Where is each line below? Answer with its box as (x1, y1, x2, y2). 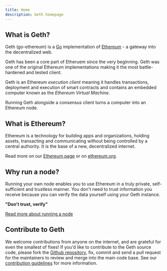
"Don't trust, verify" (5, 201, 48, 207)
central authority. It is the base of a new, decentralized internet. (5, 143, 136, 149)
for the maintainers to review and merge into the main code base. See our (5, 254, 157, 260)
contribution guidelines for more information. (5, 260, 97, 266)
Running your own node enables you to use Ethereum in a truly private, (5, 181, 151, 187)
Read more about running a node (5, 211, 73, 217)
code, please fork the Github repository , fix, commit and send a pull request (5, 249, 161, 255)
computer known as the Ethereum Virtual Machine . (5, 90, 110, 96)
